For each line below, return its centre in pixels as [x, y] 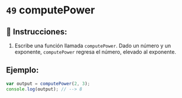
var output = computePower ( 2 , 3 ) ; [48, 83]
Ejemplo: [23, 70]
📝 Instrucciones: [37, 32]
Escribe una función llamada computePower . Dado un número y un [93, 45]
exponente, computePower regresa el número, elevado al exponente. [95, 52]
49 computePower [51, 10]
